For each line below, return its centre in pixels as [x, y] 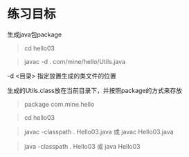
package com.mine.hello [59, 104]
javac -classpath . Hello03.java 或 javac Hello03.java [99, 132]
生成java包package [35, 34]
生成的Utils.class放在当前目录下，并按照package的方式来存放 [95, 90]
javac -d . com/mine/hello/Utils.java [75, 61]
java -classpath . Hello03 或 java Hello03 [82, 146]
